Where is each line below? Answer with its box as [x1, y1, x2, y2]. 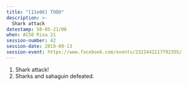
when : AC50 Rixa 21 [6, 32, 56, 38]
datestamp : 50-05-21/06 [6, 26, 67, 33]
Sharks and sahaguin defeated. [15, 72, 94, 80]
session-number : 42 [6, 37, 56, 44]
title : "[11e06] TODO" [6, 9, 64, 15]
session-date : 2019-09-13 [6, 44, 72, 50]
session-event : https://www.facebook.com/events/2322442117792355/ [6, 49, 182, 55]
